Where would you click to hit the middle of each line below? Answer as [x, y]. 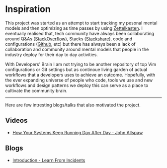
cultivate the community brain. [36, 90]
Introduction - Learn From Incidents [49, 160]
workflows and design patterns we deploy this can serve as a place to [77, 85]
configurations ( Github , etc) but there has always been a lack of [70, 44]
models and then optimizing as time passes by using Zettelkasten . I [74, 28]
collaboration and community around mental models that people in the [77, 49]
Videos [16, 121]
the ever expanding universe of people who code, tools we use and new [79, 80]
